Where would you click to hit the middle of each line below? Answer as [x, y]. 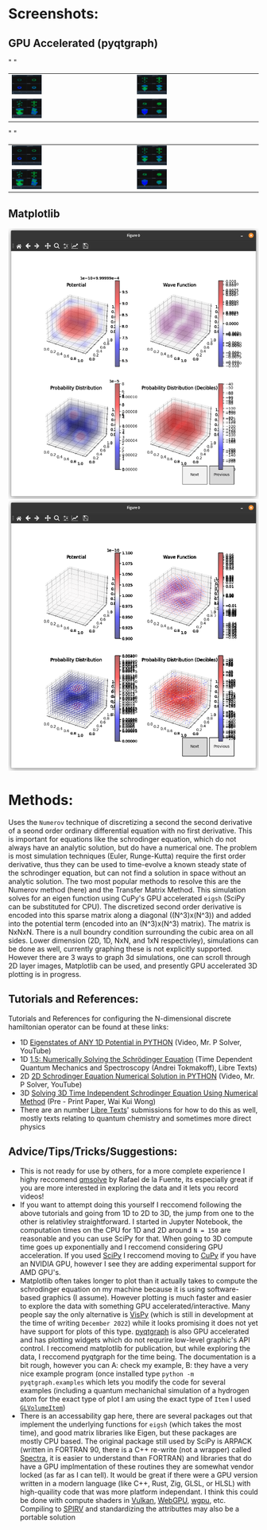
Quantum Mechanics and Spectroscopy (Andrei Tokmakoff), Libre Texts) [138, 1067]
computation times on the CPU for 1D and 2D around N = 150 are [126, 1230]
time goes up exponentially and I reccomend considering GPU [121, 1247]
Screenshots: [54, 14]
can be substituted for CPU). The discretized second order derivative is [125, 907]
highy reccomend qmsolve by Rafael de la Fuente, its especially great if [136, 1179]
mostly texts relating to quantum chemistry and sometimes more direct [135, 1118]
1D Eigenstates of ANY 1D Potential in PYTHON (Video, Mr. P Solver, [131, 1042]
